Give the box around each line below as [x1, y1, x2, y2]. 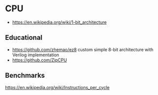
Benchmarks [5, 71, 45, 80]
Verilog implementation [12, 52, 59, 58]
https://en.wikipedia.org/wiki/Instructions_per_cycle [5, 84, 110, 90]
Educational [5, 33, 43, 42]
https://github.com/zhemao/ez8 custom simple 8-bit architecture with [12, 46, 154, 52]
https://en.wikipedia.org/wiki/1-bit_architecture [12, 19, 107, 25]
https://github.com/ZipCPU [12, 57, 67, 63]
